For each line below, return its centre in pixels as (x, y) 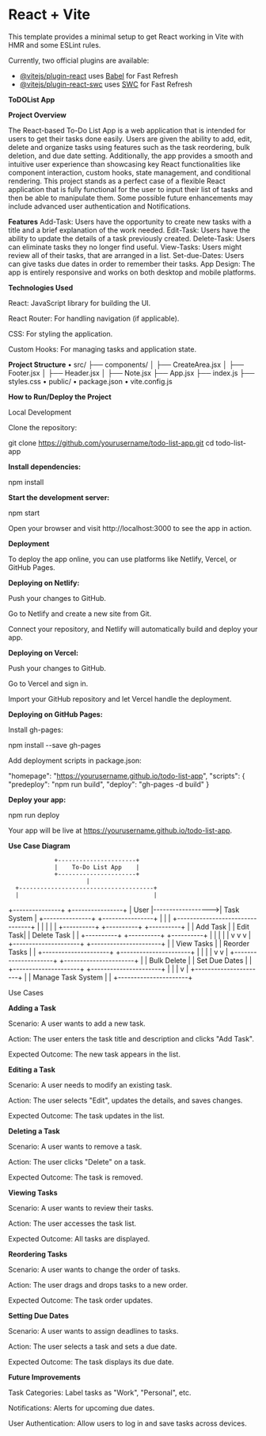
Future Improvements (44, 1377)
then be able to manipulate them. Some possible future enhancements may (131, 198)
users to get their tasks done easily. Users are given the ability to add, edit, (130, 139)
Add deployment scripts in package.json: (75, 760)
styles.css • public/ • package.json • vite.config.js (90, 381)
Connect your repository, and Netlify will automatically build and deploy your (133, 629)
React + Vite (49, 15)
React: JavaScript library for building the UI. (80, 302)
